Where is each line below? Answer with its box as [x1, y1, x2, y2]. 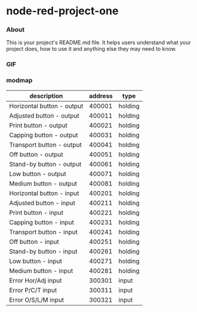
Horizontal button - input [9, 189, 79, 197]
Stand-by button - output [9, 160, 82, 168]
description [29, 91, 63, 100]
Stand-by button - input [9, 247, 78, 255]
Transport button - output [9, 140, 82, 149]
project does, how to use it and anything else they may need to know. [6, 45, 177, 52]
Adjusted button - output [9, 112, 79, 120]
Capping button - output [9, 131, 79, 139]
